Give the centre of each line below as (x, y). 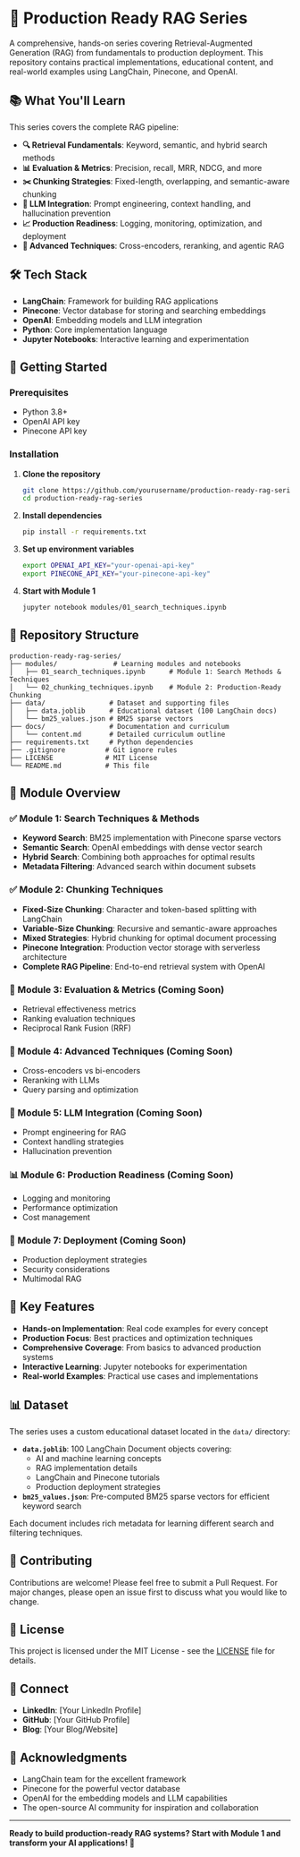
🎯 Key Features (52, 1307)
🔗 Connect (39, 1688)
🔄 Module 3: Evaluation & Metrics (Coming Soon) (117, 989)
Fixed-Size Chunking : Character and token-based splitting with (139, 909)
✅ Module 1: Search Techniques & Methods (104, 818)
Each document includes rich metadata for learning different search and (142, 1523)
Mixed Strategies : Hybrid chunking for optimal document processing (149, 937)
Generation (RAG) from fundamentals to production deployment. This (136, 52)
